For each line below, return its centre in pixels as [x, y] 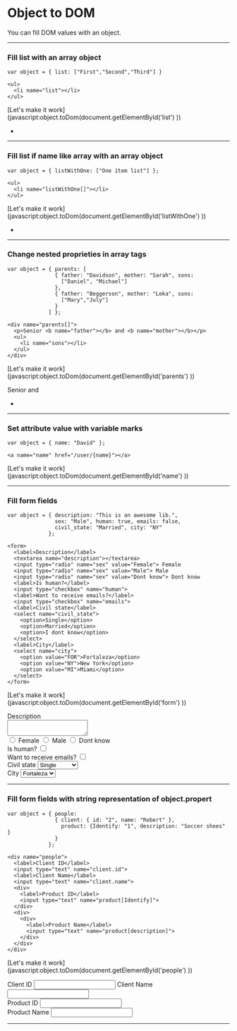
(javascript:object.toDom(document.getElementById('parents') [98, 376]
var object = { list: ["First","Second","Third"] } [85, 72]
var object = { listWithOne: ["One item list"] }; [83, 171]
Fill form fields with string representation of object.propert [110, 799]
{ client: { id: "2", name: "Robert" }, [115, 820]
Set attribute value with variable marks [75, 428]
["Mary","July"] [85, 300]
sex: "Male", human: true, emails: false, [118, 521]
